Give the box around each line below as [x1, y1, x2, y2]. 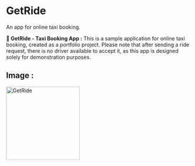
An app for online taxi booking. [6, 23, 80, 31]
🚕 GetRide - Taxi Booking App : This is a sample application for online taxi [6, 35, 186, 42]
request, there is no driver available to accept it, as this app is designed [6, 47, 179, 54]
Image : [6, 70, 34, 80]
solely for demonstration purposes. [6, 53, 91, 60]
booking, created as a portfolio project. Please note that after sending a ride [6, 41, 190, 48]
